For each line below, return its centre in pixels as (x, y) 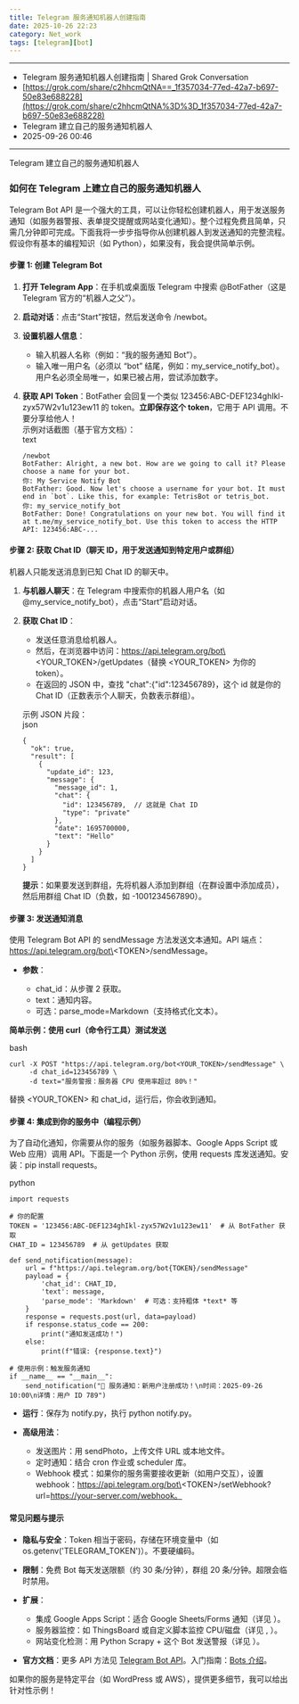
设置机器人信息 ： (53, 335)
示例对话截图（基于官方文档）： (79, 429)
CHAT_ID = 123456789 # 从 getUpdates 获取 (89, 1245)
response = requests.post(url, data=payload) (111, 1317)
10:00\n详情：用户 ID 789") (58, 1396)
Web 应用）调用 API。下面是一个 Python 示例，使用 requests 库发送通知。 (145, 1154)
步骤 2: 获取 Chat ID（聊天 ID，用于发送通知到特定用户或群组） (124, 550)
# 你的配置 (27, 1217)
